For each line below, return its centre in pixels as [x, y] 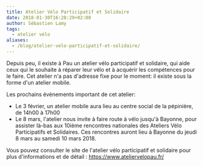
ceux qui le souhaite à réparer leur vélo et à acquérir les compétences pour [101, 69]
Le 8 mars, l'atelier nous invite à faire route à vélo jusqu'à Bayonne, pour [106, 119]
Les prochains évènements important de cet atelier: [71, 94]
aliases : [17, 40]
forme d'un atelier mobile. [39, 82]
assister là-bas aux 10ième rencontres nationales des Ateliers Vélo [98, 125]
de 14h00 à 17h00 [37, 112]
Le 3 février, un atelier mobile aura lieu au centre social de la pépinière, [104, 106]
